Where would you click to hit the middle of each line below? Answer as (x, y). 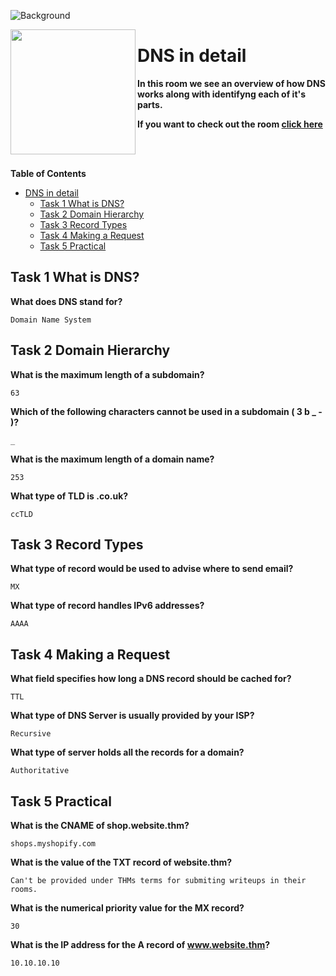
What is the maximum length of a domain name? (112, 459)
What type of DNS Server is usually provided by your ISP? (132, 716)
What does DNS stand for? (66, 301)
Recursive (31, 734)
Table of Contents (48, 173)
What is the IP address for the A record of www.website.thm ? (140, 944)
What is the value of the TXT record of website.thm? (121, 862)
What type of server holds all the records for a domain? (127, 752)
